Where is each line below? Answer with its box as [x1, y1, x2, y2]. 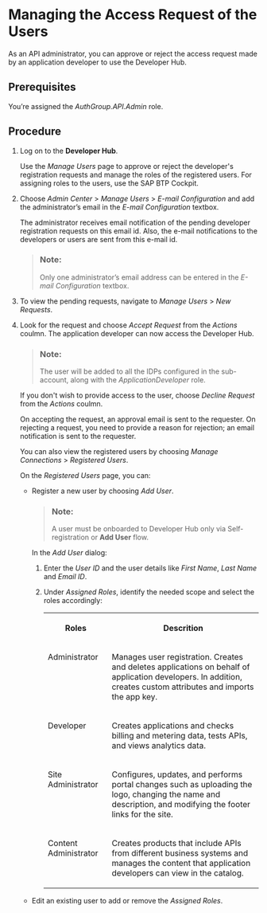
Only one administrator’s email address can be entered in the [39, 272, 239, 282]
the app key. [111, 692, 158, 703]
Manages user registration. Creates [111, 652, 244, 663]
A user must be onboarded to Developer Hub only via [51, 524, 226, 534]
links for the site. [111, 809, 173, 820]
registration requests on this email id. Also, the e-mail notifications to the [19, 225, 258, 236]
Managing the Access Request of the [8, 6, 257, 24]
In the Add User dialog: [31, 548, 107, 558]
